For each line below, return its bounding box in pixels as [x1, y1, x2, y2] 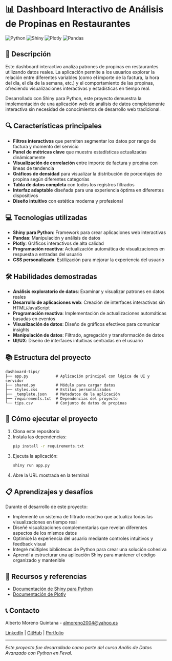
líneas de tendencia [12, 165, 55, 171]
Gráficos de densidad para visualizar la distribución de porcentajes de [12, 170, 162, 177]
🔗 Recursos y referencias [5, 572, 87, 581]
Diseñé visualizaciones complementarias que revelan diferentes [12, 524, 147, 531]
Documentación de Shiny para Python [12, 586, 93, 592]
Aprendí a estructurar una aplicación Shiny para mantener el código [12, 552, 156, 558]
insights [12, 326, 30, 333]
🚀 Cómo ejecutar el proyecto [5, 415, 98, 423]
